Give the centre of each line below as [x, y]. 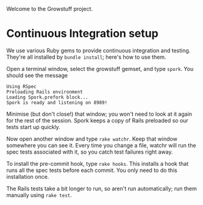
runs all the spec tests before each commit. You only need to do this [92, 170]
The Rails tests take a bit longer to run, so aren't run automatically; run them [101, 188]
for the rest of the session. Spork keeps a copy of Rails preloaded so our [98, 120]
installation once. [28, 176]
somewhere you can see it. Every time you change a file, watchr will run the [101, 145]
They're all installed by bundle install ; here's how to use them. [86, 57]
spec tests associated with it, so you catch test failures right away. [90, 152]
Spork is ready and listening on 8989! [57, 102]
